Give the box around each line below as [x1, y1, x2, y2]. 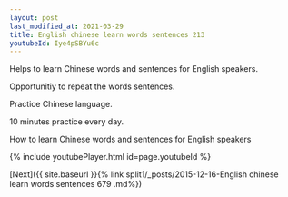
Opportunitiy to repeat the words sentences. [9, 81, 175, 92]
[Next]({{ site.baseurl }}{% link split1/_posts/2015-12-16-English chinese [9, 169, 279, 180]
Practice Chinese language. [9, 99, 113, 110]
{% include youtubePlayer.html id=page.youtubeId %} [9, 152, 212, 163]
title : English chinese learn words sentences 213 [9, 30, 205, 39]
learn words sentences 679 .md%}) [9, 179, 143, 190]
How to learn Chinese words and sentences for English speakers [9, 133, 252, 145]
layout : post [9, 13, 59, 23]
